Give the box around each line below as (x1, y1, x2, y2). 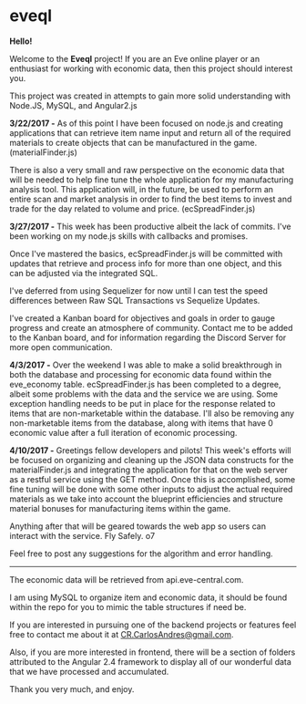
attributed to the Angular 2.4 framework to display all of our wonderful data (9, 656, 291, 667)
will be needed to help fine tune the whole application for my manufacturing (9, 174, 294, 185)
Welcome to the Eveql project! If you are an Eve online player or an (9, 53, 260, 64)
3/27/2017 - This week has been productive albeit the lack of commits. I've (9, 221, 291, 232)
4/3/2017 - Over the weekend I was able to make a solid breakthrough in (9, 359, 282, 370)
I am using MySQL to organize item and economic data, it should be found (9, 592, 288, 603)
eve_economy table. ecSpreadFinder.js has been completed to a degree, (9, 378, 281, 389)
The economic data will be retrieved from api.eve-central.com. (9, 574, 244, 585)
